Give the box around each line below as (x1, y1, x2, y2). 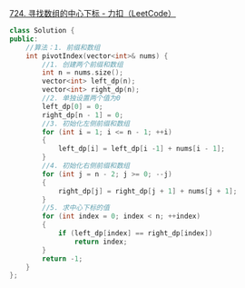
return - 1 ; (42, 253, 83, 263)
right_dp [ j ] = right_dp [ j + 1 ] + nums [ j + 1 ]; (57, 186, 238, 195)
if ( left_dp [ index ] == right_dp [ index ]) (57, 229, 213, 238)
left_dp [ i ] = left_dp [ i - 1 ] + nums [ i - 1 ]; (57, 144, 225, 154)
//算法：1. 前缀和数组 (25, 43, 101, 52)
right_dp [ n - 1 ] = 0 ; (42, 110, 124, 120)
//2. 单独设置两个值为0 (42, 94, 121, 103)
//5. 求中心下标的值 (42, 204, 111, 213)
